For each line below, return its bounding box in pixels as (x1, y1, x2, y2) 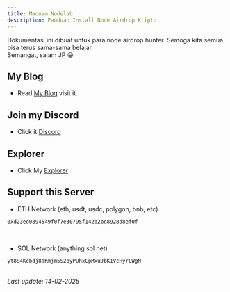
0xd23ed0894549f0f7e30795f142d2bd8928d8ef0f (7, 218, 138, 225)
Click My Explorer (17, 166, 68, 175)
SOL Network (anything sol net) (17, 244, 108, 252)
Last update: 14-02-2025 (7, 277, 80, 285)
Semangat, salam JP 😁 (7, 50, 74, 59)
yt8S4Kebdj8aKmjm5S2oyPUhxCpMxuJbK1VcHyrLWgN (7, 257, 141, 264)
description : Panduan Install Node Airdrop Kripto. (7, 17, 160, 24)
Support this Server (7, 186, 95, 198)
